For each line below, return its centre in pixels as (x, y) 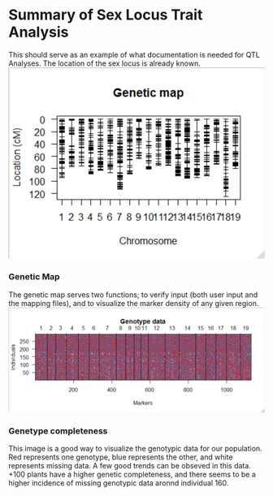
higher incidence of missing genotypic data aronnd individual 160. (119, 483)
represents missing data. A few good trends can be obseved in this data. (130, 466)
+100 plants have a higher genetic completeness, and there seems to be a (132, 474)
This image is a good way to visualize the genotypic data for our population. (135, 449)
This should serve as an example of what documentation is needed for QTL (134, 54)
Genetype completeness (58, 430)
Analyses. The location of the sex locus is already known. (104, 63)
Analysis (39, 32)
